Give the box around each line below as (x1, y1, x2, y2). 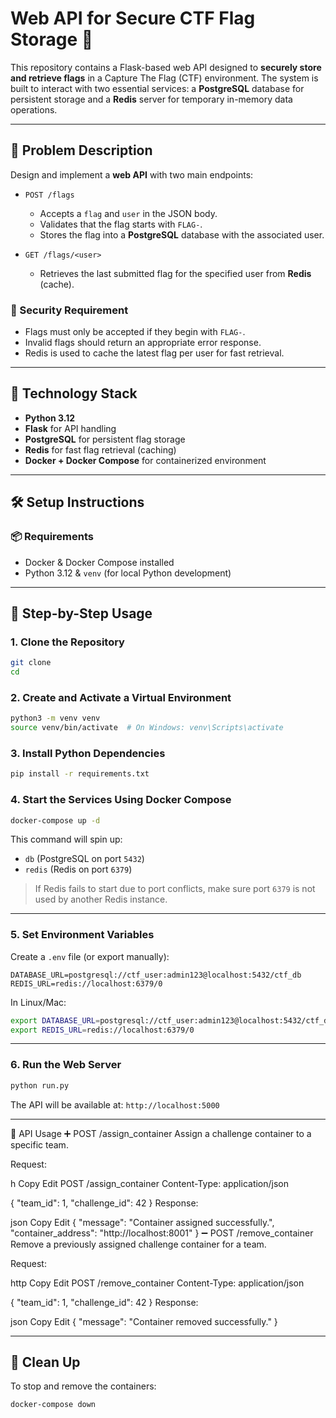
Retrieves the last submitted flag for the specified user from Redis (39, 267, 312, 279)
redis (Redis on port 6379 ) (24, 863, 133, 876)
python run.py (10, 1080, 70, 1091)
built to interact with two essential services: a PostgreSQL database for (10, 82, 305, 94)
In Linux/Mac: (10, 996, 67, 1008)
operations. (10, 103, 58, 116)
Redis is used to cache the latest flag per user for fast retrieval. (24, 347, 285, 359)
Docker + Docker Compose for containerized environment (24, 454, 267, 466)
